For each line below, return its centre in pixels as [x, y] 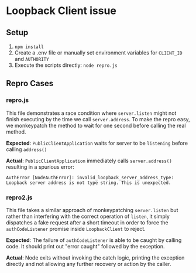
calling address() [27, 149]
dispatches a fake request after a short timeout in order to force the [87, 222]
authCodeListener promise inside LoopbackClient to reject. [76, 228]
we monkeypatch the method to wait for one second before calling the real [96, 125]
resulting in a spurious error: [40, 167]
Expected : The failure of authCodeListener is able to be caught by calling [94, 240]
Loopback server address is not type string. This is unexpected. [89, 183]
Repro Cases [30, 83]
